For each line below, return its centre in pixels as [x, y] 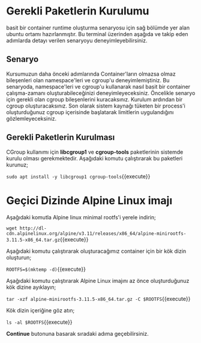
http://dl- [33, 228]
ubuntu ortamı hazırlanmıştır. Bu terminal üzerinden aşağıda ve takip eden [97, 34]
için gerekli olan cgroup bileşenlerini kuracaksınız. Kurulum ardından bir [94, 99]
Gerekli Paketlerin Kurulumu [78, 11]
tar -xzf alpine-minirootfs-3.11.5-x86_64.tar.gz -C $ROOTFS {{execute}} [98, 299]
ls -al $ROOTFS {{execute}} [40, 322]
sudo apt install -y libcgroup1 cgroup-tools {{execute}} [78, 176]
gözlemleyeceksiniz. [31, 118]
